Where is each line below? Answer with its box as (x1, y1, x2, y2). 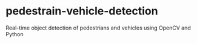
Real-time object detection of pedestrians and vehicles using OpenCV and (5, 24, 192, 31)
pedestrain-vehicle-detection (5, 4, 158, 18)
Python (5, 30, 24, 37)
